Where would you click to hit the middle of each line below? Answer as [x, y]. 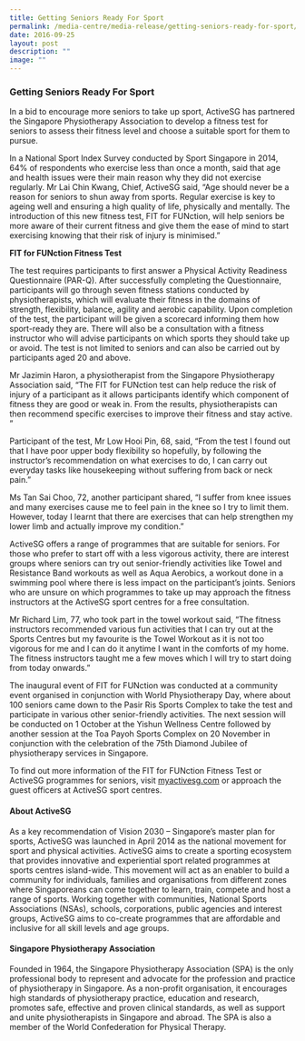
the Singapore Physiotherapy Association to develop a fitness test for [139, 121]
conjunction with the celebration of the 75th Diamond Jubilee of [128, 744]
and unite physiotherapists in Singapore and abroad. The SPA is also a [141, 1017]
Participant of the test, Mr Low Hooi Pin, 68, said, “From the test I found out [150, 441]
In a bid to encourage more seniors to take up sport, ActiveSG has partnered [152, 112]
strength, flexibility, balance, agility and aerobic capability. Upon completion [151, 309]
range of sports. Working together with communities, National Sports [138, 899]
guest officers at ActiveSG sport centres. [86, 790]
